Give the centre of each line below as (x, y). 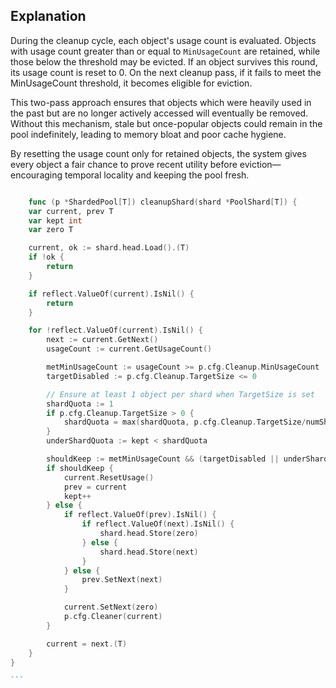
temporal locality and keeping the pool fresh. (157, 175)
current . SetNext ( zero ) (111, 607)
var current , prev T (71, 211)
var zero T (51, 230)
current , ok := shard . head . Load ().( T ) (109, 248)
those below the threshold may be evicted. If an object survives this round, (164, 61)
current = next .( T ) (87, 644)
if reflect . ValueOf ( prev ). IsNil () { (140, 515)
